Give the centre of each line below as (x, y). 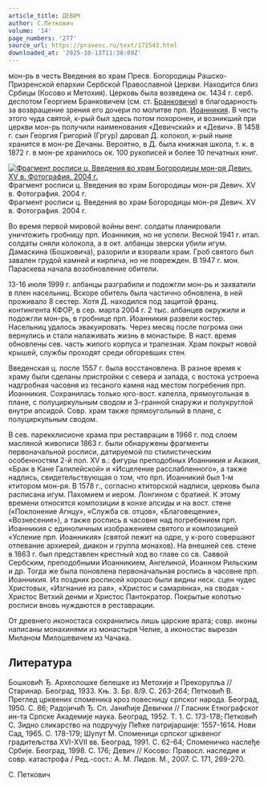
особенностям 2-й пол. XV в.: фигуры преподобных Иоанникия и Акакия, (134, 460)
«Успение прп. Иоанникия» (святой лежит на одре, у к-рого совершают (132, 537)
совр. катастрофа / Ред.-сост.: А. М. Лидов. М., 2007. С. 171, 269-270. (127, 759)
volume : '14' (30, 30)
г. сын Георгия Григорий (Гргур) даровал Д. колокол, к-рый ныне (120, 136)
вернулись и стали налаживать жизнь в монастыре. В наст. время (122, 335)
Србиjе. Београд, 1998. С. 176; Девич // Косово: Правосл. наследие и (127, 750)
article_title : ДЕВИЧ (45, 16)
